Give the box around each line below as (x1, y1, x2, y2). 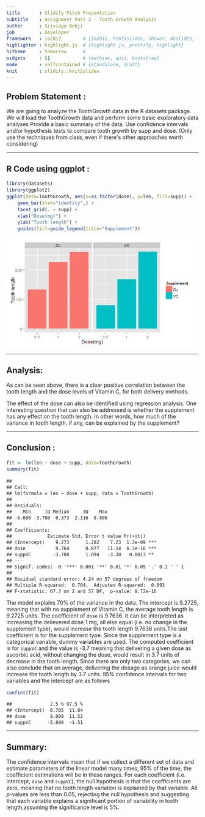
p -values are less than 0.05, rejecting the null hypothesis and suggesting (6, 791, 189, 798)
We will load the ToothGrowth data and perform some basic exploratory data (6, 114, 199, 122)
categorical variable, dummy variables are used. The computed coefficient (6, 638, 194, 645)
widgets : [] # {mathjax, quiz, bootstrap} (6, 55, 160, 61)
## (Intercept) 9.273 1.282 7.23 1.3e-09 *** (6, 539, 157, 545)
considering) (6, 140, 38, 147)
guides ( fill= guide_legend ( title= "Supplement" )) (17, 226, 140, 232)
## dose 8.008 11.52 (6, 714, 84, 720)
